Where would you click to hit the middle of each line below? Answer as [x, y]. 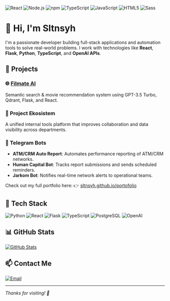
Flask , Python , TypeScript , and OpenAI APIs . [53, 53]
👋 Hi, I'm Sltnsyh [40, 28]
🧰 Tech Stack [26, 203]
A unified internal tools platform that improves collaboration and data [77, 124]
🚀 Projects [22, 69]
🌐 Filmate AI [21, 84]
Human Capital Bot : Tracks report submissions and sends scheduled [84, 164]
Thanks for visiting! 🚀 [27, 293]
